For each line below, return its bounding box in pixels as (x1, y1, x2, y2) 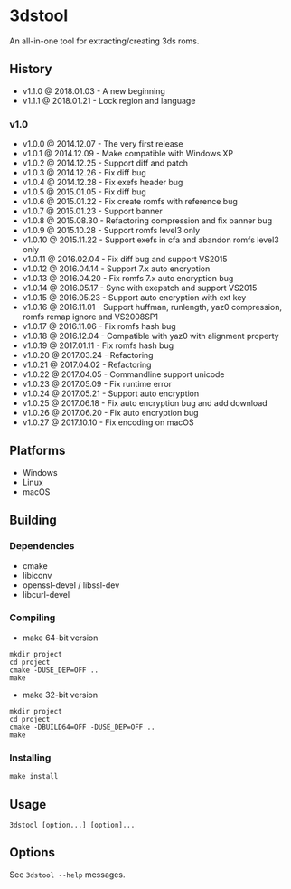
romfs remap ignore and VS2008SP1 (22, 311, 159, 322)
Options (9, 845, 56, 860)
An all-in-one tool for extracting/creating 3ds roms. (9, 35, 200, 46)
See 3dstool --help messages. (9, 869, 126, 880)
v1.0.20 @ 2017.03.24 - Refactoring (22, 350, 154, 361)
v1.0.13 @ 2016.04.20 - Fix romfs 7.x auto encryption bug (22, 273, 234, 284)
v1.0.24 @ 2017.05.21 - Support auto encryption (22, 388, 200, 399)
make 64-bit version (22, 632, 99, 643)
